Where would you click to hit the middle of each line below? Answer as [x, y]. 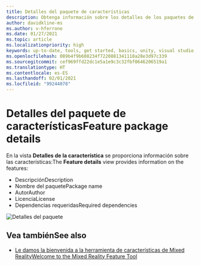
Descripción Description [44, 179]
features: [17, 168]
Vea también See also [46, 236]
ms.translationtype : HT [36, 67]
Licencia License [35, 198]
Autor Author [30, 192]
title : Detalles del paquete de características [68, 12]
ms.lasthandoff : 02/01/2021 [41, 78]
